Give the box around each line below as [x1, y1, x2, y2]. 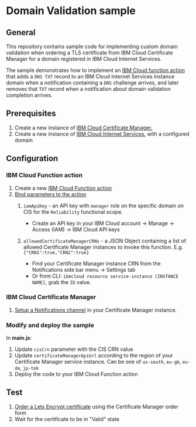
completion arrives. [6, 92, 53, 98]
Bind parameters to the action [14, 190, 87, 197]
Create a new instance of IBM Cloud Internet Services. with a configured [14, 130, 190, 137]
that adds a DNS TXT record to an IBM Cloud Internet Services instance [6, 73, 175, 80]
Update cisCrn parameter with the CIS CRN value [14, 346, 133, 353]
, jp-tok [20, 364, 39, 371]
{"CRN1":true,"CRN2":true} [23, 250, 90, 255]
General [6, 28, 36, 37]
